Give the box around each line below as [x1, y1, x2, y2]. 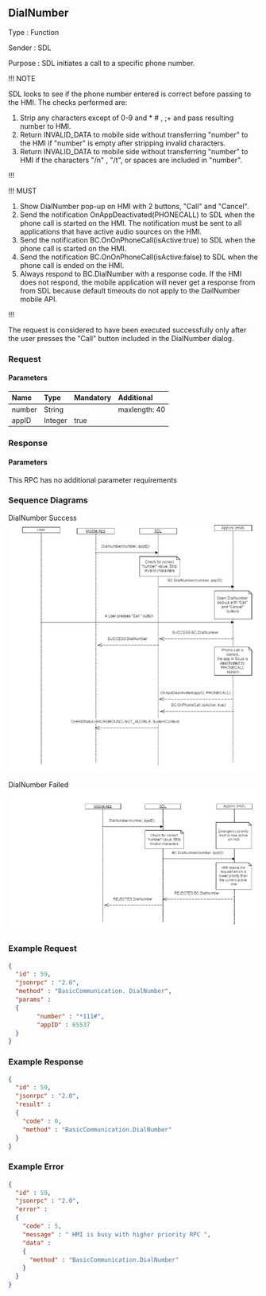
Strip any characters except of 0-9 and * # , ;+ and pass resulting [19, 113, 234, 122]
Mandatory [74, 393, 112, 402]
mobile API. [19, 294, 58, 304]
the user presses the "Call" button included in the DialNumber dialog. [8, 333, 234, 343]
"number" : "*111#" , [37, 1012, 105, 1020]
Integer [43, 415, 67, 425]
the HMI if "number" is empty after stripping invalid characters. [19, 138, 226, 148]
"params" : [15, 995, 52, 1003]
